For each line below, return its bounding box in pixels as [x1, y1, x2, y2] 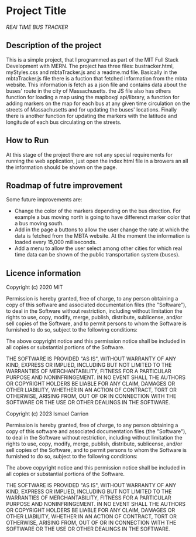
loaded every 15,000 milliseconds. [14, 239, 97, 246]
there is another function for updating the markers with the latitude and [6, 112, 177, 119]
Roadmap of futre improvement [6, 180, 123, 190]
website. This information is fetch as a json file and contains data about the [6, 81, 187, 88]
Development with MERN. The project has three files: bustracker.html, [6, 62, 174, 69]
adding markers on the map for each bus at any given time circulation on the [6, 100, 190, 107]
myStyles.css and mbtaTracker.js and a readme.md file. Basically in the [6, 69, 177, 76]
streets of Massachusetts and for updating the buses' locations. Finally [6, 106, 177, 113]
